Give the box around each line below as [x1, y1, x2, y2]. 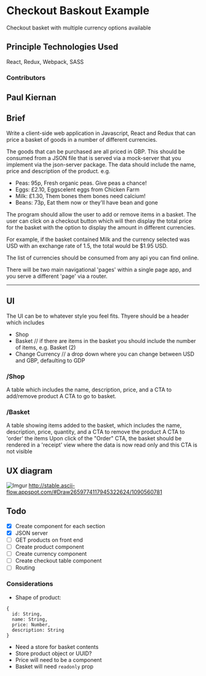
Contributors [6, 73, 46, 82]
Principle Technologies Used [6, 42, 118, 52]
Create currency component [15, 550, 87, 558]
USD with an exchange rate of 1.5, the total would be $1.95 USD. [6, 242, 168, 249]
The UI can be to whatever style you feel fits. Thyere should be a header [6, 312, 189, 320]
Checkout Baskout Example [6, 4, 150, 18]
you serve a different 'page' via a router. [6, 272, 108, 280]
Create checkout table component [15, 557, 102, 564]
